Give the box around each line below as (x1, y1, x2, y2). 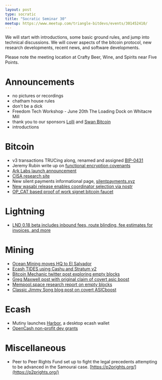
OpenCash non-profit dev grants (12, 325, 78, 331)
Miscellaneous (5, 343, 66, 354)
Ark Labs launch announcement (12, 168, 77, 174)
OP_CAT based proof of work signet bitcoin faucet (12, 189, 114, 195)
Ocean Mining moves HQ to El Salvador (12, 261, 92, 266)
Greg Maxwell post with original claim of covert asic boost (12, 277, 130, 282)
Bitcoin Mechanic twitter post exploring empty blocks (12, 271, 120, 277)
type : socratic (5, 12, 36, 17)
